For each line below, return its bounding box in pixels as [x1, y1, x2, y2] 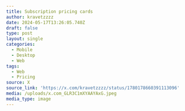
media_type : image [6, 96, 51, 102]
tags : [6, 63, 19, 69]
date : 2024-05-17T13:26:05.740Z [6, 19, 85, 25]
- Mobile [11, 47, 33, 53]
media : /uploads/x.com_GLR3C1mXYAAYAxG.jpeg [6, 90, 117, 96]
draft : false [6, 25, 38, 31]
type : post [6, 31, 33, 36]
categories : [6, 42, 35, 48]
